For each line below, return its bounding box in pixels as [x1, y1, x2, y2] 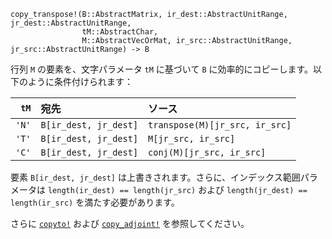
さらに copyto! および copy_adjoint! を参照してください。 [10, 218, 250, 229]
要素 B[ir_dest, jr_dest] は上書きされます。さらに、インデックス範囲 [10, 171, 301, 183]
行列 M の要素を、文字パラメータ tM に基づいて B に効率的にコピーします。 [10, 63, 314, 75]
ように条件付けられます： [27, 76, 133, 87]
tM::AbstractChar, [81, 27, 159, 37]
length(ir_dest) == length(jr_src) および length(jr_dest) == [47, 184, 308, 195]
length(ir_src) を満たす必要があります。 [10, 196, 180, 208]
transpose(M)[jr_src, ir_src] [148, 120, 292, 130]
